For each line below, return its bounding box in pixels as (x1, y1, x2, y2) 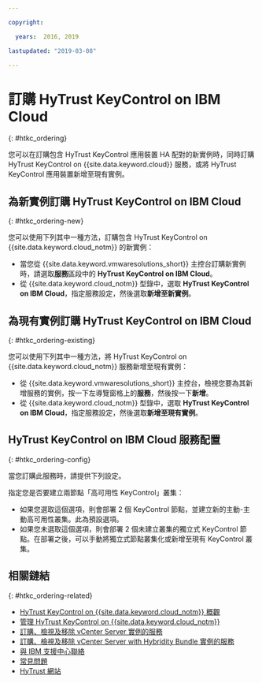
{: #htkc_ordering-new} (8, 216, 84, 226)
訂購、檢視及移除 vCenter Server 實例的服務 (19, 626, 163, 636)
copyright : (8, 18, 44, 26)
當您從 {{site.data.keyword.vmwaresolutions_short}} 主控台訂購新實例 (19, 259, 246, 269)
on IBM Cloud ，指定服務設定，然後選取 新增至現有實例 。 (19, 408, 203, 417)
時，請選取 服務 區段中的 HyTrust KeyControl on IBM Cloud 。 (19, 269, 217, 278)
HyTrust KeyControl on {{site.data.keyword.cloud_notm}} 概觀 (19, 606, 220, 616)
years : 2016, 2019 (15, 32, 79, 40)
